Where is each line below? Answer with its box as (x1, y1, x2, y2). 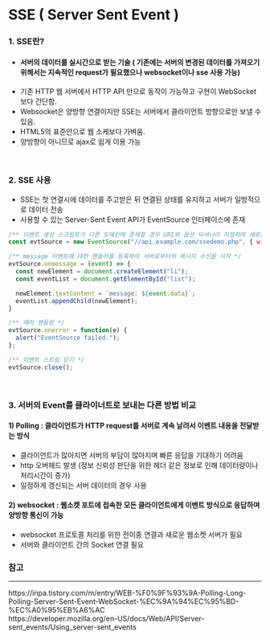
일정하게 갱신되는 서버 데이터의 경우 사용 (19, 480, 147, 490)
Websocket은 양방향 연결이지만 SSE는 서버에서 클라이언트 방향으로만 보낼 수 (19, 107, 262, 117)
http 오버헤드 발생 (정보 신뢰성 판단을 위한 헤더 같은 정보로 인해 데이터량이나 (19, 460, 259, 470)
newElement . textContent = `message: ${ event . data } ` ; (15, 289, 196, 297)
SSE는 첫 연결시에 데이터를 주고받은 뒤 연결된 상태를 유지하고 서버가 (19, 195, 233, 204)
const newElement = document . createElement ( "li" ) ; (15, 268, 189, 276)
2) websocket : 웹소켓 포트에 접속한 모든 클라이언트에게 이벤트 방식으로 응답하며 (8, 500, 260, 510)
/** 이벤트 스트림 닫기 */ (8, 355, 85, 363)
